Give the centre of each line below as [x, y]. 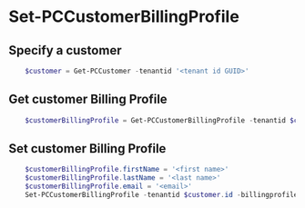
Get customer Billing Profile [88, 99]
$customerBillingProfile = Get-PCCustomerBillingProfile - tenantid [155, 120]
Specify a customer [65, 50]
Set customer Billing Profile [87, 149]
